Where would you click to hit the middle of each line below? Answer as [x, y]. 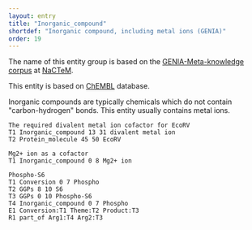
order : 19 [25, 39]
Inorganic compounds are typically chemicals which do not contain [120, 102]
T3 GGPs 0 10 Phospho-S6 [50, 197]
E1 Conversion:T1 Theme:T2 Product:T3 [74, 211]
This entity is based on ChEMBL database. [79, 86]
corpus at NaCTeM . [41, 71]
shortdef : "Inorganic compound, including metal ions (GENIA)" [117, 31]
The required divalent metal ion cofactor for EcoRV [99, 126]
